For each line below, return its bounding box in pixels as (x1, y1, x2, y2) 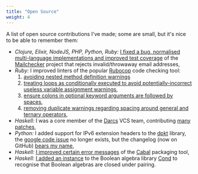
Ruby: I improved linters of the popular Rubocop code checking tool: (14, 67, 181, 74)
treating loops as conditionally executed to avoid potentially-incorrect (23, 79, 192, 86)
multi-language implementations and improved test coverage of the (14, 54, 179, 61)
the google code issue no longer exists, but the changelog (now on (14, 136, 177, 143)
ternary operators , (23, 110, 68, 118)
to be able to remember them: (6, 37, 78, 44)
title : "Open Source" (6, 8, 60, 15)
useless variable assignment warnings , (23, 86, 118, 93)
